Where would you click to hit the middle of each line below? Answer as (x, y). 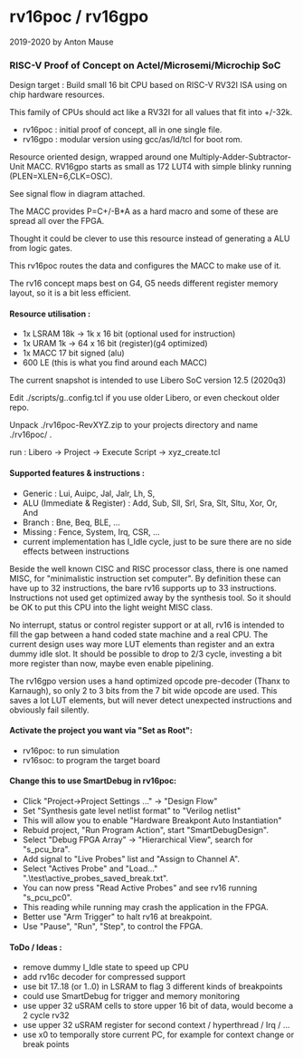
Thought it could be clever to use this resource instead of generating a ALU (150, 238)
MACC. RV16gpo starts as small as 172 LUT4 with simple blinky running (159, 167)
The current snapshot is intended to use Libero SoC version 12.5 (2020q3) (148, 380)
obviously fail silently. (49, 710)
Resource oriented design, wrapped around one (99, 157)
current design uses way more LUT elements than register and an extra (142, 644)
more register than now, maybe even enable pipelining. (112, 663)
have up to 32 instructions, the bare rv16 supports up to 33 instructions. (143, 587)
